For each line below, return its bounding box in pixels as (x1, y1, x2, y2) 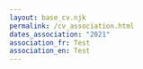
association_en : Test (9, 47, 91, 56)
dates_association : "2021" (9, 30, 111, 39)
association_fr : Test (9, 38, 91, 47)
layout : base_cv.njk (9, 13, 87, 22)
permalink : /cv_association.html (9, 22, 135, 30)
